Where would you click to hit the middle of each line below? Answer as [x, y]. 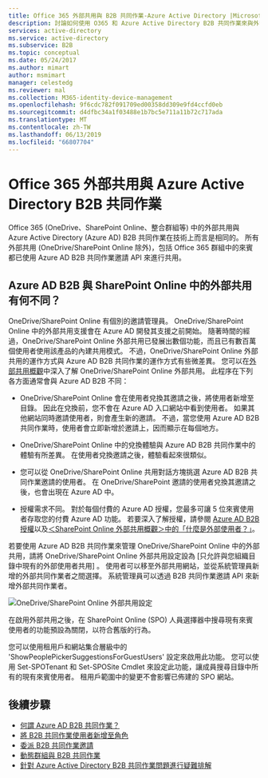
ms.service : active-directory [59, 38]
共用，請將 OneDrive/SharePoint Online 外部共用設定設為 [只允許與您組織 [128, 556]
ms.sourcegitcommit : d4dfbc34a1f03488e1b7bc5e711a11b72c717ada [116, 113]
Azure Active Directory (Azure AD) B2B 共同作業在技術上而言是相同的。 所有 [134, 237]
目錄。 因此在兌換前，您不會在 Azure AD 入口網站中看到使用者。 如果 [134, 408]
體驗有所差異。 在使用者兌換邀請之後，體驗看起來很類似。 [115, 455]
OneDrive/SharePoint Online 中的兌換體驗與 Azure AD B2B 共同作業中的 [138, 445]
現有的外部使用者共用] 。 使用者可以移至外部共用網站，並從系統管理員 [137, 566]
